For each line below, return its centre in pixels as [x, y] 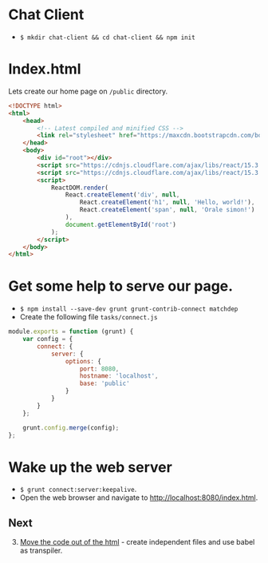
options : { [83, 361]
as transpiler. [41, 551]
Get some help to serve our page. [121, 286]
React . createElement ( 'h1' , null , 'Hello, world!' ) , [167, 202]
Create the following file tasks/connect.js [89, 317]
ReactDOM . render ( [80, 188]
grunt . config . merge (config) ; [71, 428]
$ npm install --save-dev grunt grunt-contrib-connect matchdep [129, 309]
